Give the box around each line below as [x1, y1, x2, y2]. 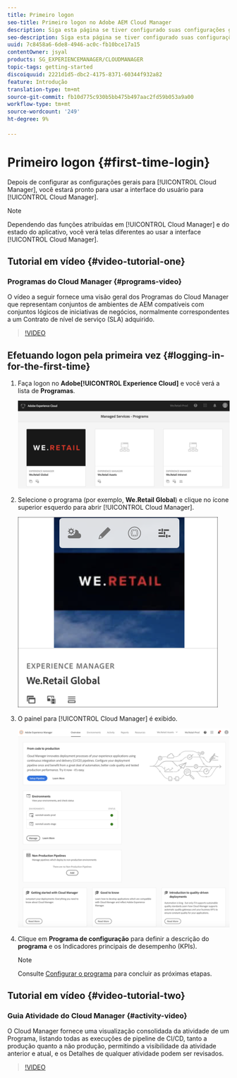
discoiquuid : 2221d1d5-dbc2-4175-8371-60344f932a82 [7, 71, 162, 78]
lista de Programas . [17, 387, 75, 395]
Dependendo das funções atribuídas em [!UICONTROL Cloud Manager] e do [7, 220, 230, 229]
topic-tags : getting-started [7, 64, 93, 71]
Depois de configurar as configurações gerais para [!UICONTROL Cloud [7, 177, 217, 186]
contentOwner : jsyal [7, 49, 68, 56]
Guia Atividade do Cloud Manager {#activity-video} [7, 1010, 188, 1020]
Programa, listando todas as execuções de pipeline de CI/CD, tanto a [7, 1034, 207, 1043]
